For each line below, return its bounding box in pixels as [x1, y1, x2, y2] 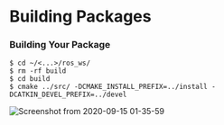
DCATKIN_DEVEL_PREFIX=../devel [9, 90, 127, 100]
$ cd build [9, 75, 51, 84]
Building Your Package [9, 39, 111, 51]
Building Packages [9, 6, 152, 27]
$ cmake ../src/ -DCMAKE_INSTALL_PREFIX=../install [9, 83, 208, 92]
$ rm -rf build [9, 67, 67, 76]
